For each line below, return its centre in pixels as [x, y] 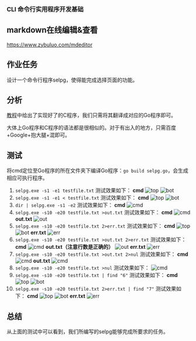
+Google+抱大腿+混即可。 [39, 135]
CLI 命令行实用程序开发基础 [45, 9]
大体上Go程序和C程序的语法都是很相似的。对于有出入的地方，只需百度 [92, 128]
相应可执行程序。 [27, 178]
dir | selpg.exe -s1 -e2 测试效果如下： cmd [70, 205]
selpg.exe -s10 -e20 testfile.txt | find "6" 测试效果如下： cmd [96, 275]
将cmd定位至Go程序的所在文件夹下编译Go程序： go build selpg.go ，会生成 [98, 171]
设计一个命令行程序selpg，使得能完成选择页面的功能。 [72, 80]
